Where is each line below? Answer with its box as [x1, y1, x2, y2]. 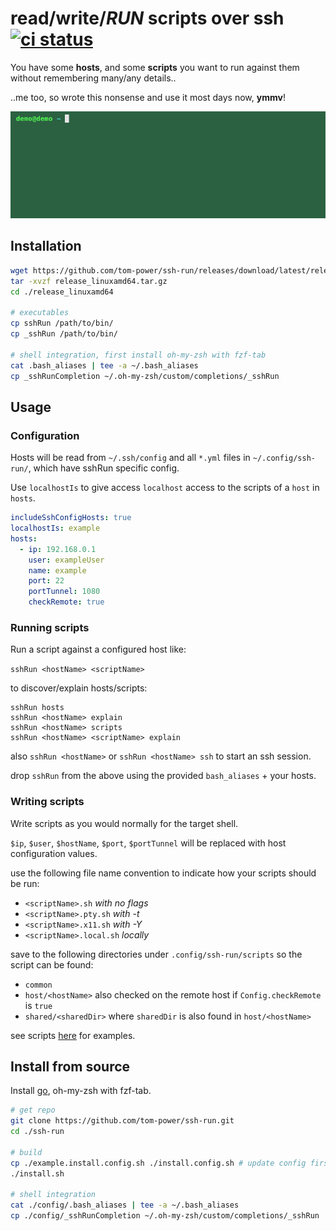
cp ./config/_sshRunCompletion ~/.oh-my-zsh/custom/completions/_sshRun [10, 1211, 320, 1221]
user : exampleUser [28, 555, 105, 565]
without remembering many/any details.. [10, 72, 177, 84]
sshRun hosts [10, 703, 65, 713]
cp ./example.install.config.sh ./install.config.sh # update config [10, 1158, 307, 1168]
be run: [10, 877, 40, 889]
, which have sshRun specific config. [28, 462, 180, 474]
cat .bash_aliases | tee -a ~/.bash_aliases [10, 360, 199, 371]
